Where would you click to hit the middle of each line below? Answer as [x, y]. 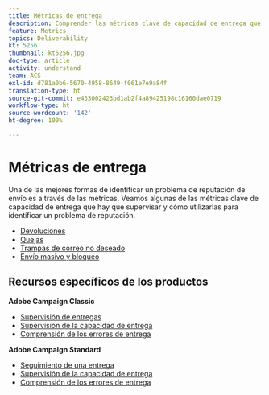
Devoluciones [43, 231]
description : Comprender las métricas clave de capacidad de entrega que [135, 23]
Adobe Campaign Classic [52, 301]
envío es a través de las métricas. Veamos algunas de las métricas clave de [134, 198]
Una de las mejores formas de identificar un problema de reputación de [127, 189]
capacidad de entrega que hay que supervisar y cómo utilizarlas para [124, 207]
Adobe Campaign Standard [55, 349]
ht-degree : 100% [35, 121]
